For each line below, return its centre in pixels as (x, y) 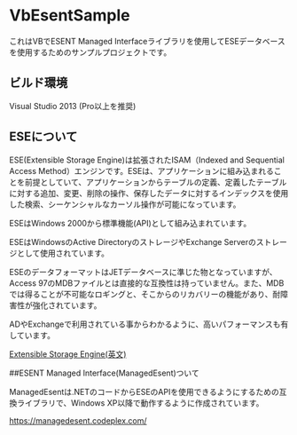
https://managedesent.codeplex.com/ (78, 420)
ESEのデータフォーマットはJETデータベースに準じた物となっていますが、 (143, 272)
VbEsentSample (70, 16)
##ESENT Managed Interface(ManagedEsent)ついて (104, 373)
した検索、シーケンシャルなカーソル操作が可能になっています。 (125, 204)
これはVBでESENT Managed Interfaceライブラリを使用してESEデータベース (147, 41)
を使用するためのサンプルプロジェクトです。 (90, 52)
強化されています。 (67, 305)
